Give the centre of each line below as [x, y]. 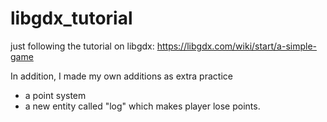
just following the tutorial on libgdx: [82, 46]
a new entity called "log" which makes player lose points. [142, 106]
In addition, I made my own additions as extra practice [121, 76]
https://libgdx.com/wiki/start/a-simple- [236, 46]
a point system [55, 95]
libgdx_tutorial [71, 18]
